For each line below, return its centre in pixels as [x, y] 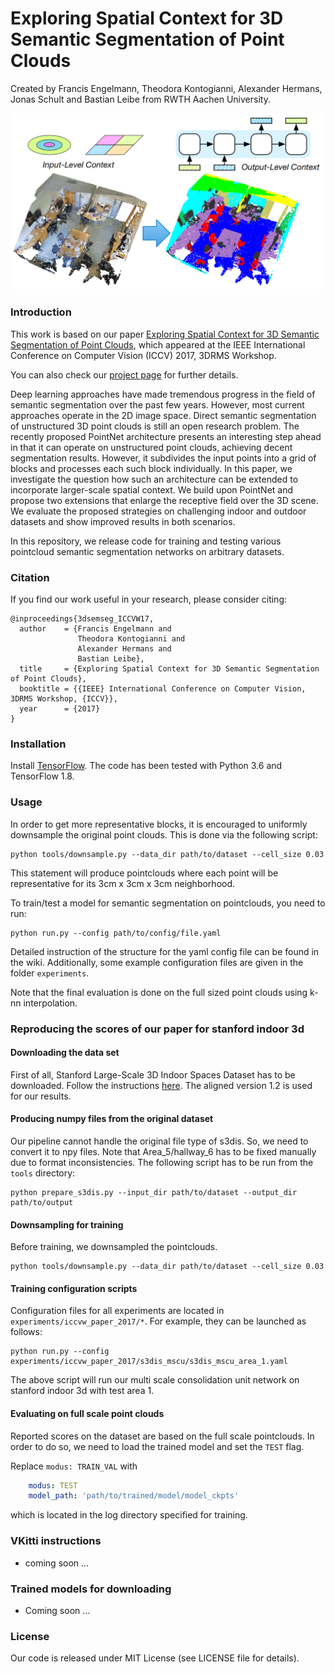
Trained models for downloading [91, 1589]
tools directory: [43, 1173]
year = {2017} [60, 709]
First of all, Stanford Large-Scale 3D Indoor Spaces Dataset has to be [153, 1074]
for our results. [41, 1096]
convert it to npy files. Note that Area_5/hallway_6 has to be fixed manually [163, 1151]
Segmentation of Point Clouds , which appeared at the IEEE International [158, 344]
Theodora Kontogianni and [131, 639]
